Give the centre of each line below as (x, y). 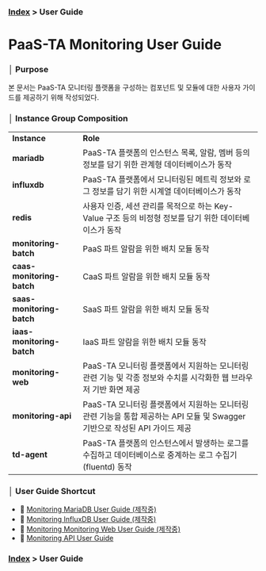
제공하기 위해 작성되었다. (61, 98)
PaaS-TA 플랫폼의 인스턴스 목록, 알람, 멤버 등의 (167, 152)
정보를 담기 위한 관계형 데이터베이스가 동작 (157, 164)
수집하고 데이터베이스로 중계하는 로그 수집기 (160, 454)
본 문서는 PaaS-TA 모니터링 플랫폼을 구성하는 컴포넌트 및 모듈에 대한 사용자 (125, 88)
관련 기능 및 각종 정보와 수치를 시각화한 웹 (156, 377)
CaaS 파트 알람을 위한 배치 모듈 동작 (146, 276)
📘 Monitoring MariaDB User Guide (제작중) (88, 509)
